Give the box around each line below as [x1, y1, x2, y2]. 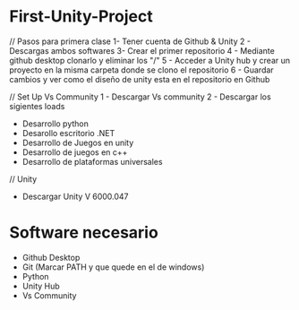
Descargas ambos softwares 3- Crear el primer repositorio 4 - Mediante [9, 45, 275, 56]
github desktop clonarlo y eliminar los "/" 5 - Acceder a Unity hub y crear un [9, 55, 291, 65]
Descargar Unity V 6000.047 [21, 191, 129, 202]
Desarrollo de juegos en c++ [21, 146, 128, 158]
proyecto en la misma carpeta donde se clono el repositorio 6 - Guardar [9, 65, 275, 75]
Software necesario [9, 222, 158, 243]
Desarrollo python [21, 118, 90, 129]
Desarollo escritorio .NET [21, 127, 115, 138]
